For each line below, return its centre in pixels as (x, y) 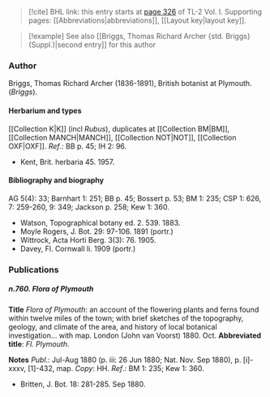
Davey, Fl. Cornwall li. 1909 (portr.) (78, 248)
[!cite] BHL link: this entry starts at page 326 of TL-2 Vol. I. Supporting (145, 12)
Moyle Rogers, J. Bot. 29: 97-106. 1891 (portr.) (97, 231)
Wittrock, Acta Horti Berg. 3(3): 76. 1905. (88, 239)
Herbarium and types (45, 110)
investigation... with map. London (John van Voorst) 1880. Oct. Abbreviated (135, 335)
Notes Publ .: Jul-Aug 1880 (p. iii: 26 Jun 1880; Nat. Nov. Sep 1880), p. (125, 360)
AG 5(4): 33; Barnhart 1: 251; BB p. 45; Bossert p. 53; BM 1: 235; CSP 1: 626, (135, 198)
